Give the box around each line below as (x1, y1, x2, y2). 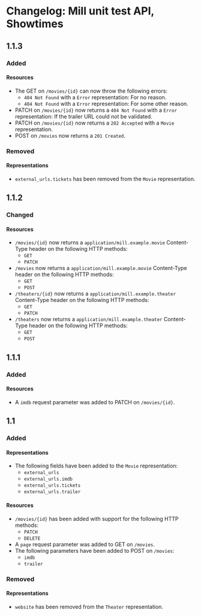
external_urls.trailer (23, 489, 81, 495)
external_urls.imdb (23, 476, 73, 482)
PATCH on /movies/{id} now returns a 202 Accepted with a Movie (14, 119, 175, 126)
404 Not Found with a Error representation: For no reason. (23, 93, 167, 100)
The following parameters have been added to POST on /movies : (14, 547, 175, 554)
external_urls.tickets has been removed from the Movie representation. (14, 175, 196, 182)
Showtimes (6, 17, 64, 31)
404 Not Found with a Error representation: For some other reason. (23, 100, 189, 107)
